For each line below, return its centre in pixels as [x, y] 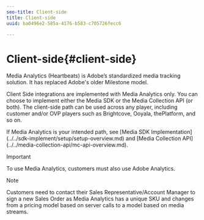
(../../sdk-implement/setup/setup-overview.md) [65, 139]
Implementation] [172, 132]
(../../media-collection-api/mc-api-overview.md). [67, 145]
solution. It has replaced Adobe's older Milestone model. [77, 82]
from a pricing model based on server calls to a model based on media [95, 205]
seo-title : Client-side [37, 12]
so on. [14, 120]
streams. [17, 212]
